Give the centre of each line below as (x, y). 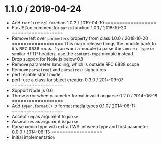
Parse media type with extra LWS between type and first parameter (80, 126)
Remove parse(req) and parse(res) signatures (59, 69)
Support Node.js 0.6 (32, 90)
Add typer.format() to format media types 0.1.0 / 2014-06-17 (74, 106)
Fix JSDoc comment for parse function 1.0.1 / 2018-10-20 (69, 27)
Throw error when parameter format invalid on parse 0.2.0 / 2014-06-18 (84, 95)
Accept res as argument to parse (45, 121)
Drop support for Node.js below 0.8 (48, 59)
